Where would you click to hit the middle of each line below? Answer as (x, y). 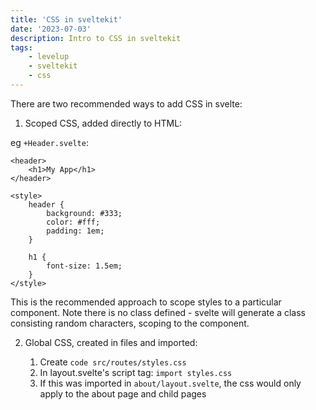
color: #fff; (73, 222)
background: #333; (84, 213)
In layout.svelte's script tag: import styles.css (136, 372)
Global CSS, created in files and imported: (111, 342)
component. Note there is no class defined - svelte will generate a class (158, 312)
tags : (21, 47)
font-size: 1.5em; (84, 266)
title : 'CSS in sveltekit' (66, 19)
